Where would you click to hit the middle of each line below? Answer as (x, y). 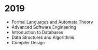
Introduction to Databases (37, 32)
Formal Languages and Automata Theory (52, 22)
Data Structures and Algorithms (43, 37)
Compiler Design (28, 42)
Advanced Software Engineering (44, 27)
